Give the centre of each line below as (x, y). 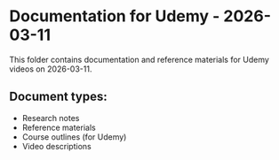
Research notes (51, 118)
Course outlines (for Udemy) (74, 137)
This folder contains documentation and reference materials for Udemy (139, 59)
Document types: (59, 97)
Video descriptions (56, 146)
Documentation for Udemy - (115, 16)
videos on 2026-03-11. (51, 69)
